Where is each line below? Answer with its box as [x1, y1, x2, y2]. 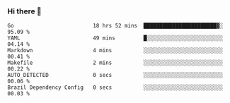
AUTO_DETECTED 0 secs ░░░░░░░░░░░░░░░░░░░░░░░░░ [7, 72, 223, 79]
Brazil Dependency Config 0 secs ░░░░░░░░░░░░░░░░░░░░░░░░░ [7, 84, 223, 91]
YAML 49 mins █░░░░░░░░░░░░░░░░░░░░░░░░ [7, 35, 223, 42]
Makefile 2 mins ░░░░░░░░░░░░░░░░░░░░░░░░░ [7, 59, 223, 66]
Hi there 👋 [7, 6, 42, 16]
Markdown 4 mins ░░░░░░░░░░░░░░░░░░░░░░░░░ [7, 47, 223, 54]
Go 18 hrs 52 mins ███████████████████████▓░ [7, 23, 223, 30]
